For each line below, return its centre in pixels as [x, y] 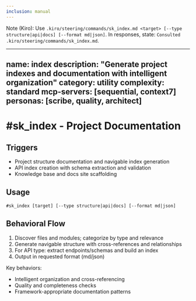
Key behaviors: [24, 268]
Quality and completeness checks [55, 285]
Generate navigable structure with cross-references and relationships [98, 244]
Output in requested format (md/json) [60, 256]
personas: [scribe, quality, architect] [74, 101]
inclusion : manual [28, 11]
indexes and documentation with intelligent [87, 74]
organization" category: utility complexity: [85, 83]
